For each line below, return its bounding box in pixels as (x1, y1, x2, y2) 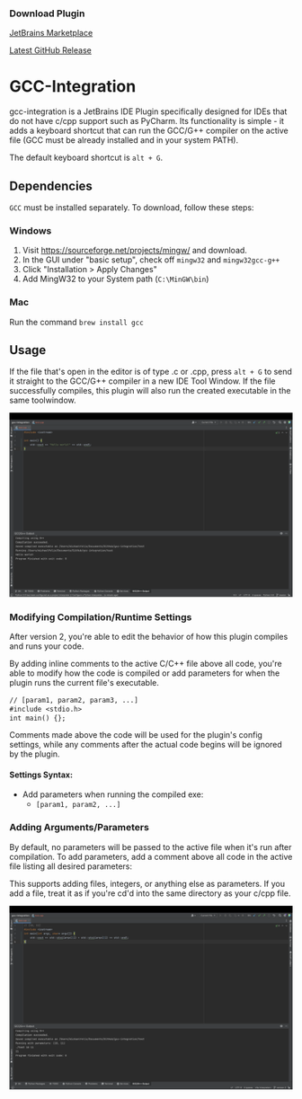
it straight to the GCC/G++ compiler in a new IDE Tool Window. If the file (9, 376, 276, 386)
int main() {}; (9, 713, 67, 723)
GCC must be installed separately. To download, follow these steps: (9, 202, 254, 213)
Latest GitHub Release (9, 45, 92, 56)
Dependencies (9, 178, 93, 193)
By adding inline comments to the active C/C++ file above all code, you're (9, 659, 282, 669)
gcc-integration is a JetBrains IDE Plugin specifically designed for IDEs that (9, 106, 288, 117)
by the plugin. (9, 749, 60, 759)
